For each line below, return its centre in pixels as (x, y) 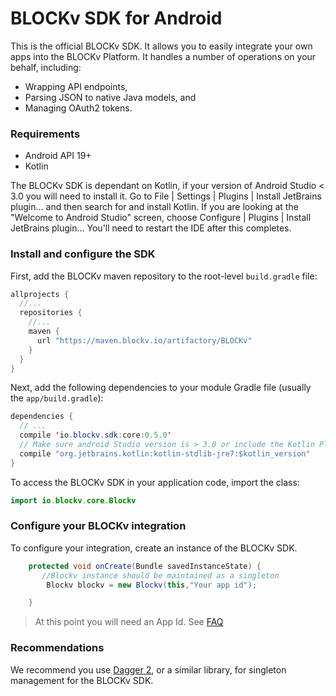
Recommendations (57, 648)
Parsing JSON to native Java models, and (110, 97)
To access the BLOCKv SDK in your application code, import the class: (155, 482)
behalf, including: (46, 67)
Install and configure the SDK (83, 254)
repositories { (51, 313)
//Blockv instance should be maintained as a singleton (160, 575)
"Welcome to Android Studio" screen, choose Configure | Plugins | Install (161, 218)
